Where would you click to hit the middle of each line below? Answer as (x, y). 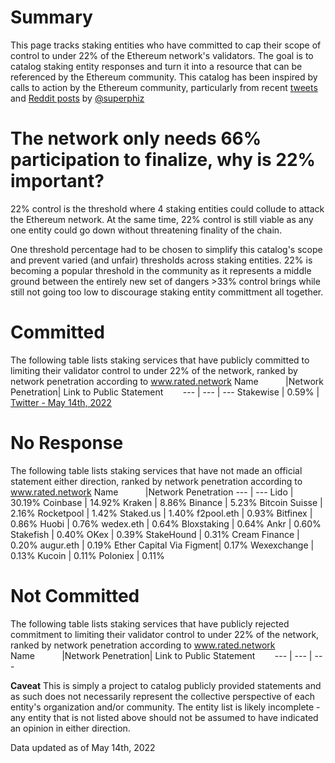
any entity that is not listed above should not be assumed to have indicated (164, 717)
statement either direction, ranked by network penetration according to (156, 481)
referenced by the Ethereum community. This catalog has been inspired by (164, 77)
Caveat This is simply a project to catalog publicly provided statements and (166, 685)
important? (57, 181)
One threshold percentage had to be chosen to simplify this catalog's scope (166, 249)
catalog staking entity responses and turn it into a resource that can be (156, 66)
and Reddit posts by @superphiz (77, 98)
